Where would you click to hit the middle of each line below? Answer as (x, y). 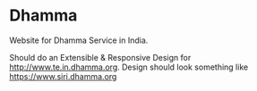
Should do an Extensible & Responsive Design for (100, 57)
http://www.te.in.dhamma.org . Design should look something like (129, 67)
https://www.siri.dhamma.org (63, 76)
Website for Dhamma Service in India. (79, 40)
